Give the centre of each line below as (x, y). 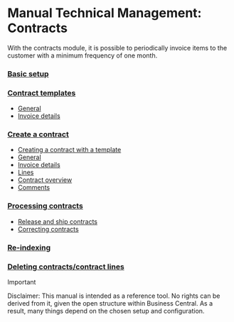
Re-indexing (29, 247)
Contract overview (45, 180)
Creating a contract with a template (69, 150)
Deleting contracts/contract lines (66, 267)
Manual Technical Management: (105, 13)
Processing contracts (45, 206)
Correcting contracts (48, 229)
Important (22, 281)
